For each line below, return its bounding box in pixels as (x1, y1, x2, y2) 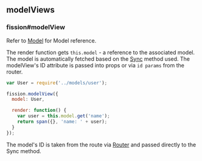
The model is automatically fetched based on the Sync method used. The (6, 55, 190, 63)
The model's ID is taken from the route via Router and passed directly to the (6, 141, 197, 148)
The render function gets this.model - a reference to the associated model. (6, 49, 195, 56)
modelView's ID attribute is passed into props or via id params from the (6, 61, 184, 69)
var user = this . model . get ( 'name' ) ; (17, 113, 111, 119)
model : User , (12, 97, 45, 103)
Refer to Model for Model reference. (6, 36, 97, 44)
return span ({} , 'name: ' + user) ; (17, 118, 108, 125)
